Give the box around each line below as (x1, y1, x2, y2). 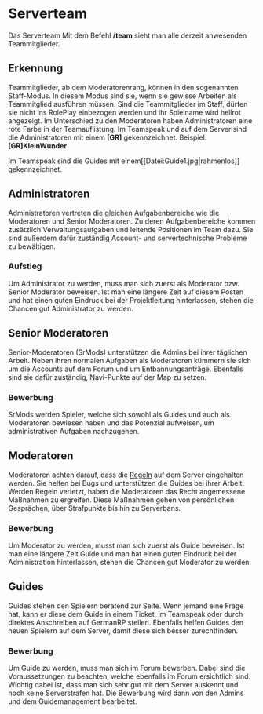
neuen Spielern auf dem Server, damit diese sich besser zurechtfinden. (8, 625, 239, 636)
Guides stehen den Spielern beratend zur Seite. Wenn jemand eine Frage (8, 601, 244, 610)
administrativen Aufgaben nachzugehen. (8, 426, 140, 435)
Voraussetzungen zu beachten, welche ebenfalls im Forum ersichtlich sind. (8, 672, 251, 681)
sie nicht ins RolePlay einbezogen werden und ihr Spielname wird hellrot (8, 107, 242, 117)
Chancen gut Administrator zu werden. (8, 304, 133, 313)
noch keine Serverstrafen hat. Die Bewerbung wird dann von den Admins (8, 688, 244, 698)
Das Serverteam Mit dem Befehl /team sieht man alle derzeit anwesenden (8, 31, 247, 40)
